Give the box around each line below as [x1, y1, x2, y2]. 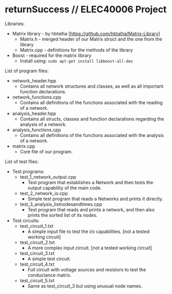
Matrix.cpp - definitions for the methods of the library [20, 47, 133, 53]
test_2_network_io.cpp [20, 190, 68, 196]
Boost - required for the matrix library [12, 52, 92, 58]
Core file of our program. [20, 148, 73, 154]
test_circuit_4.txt [20, 261, 55, 267]
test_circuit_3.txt [20, 250, 55, 256]
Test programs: [12, 168, 45, 174]
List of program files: [5, 68, 49, 74]
